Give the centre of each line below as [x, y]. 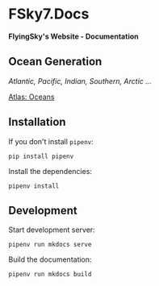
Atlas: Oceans [31, 97]
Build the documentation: [50, 259]
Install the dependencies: [50, 171]
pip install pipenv [41, 156]
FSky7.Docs [49, 14]
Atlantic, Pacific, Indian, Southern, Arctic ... [80, 81]
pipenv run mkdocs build [50, 275]
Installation [37, 122]
